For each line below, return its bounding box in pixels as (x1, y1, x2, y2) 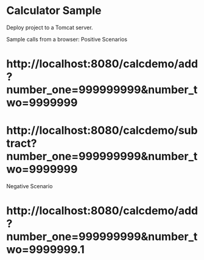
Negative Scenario (6, 183, 53, 190)
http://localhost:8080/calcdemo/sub (6, 124, 198, 138)
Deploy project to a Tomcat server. (6, 24, 93, 31)
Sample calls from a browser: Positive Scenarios (6, 35, 128, 43)
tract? (6, 136, 37, 150)
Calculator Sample (6, 4, 102, 18)
